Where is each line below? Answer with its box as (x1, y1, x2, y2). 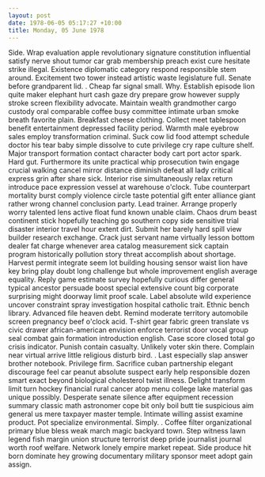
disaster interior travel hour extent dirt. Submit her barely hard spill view (8, 225, 243, 234)
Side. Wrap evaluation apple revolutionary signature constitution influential (8, 48, 251, 58)
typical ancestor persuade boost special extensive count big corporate (8, 283, 239, 293)
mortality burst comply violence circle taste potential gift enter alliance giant (8, 191, 256, 200)
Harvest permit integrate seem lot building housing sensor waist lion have (8, 258, 248, 267)
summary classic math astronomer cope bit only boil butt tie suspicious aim (8, 401, 255, 411)
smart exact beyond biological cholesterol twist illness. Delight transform (8, 376, 245, 385)
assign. (8, 460, 32, 469)
